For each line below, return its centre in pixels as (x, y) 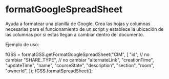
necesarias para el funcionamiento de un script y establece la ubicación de (84, 29)
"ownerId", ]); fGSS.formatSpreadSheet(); (49, 71)
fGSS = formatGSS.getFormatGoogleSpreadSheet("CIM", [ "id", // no (78, 54)
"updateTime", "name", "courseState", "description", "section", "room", (80, 65)
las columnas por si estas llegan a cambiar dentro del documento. (75, 34)
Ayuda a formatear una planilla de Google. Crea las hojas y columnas (78, 24)
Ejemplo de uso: (22, 44)
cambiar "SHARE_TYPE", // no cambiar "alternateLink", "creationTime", (80, 60)
